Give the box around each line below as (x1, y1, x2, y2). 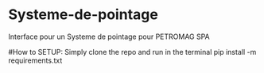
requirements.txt (8, 56, 63, 65)
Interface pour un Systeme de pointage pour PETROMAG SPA (8, 32, 211, 41)
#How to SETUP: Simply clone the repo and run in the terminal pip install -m (8, 47, 257, 56)
